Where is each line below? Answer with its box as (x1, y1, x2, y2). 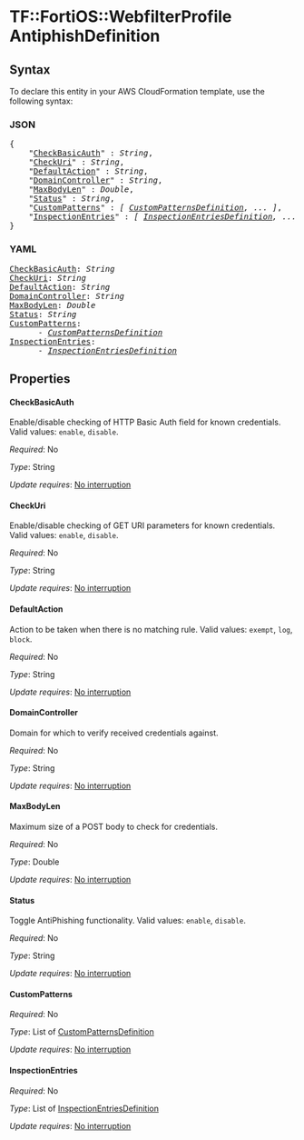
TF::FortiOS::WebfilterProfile (9, 6, 232, 27)
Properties (9, 371, 71, 386)
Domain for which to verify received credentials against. (9, 727, 219, 738)
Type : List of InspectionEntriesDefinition (9, 1103, 159, 1114)
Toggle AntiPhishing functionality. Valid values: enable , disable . (9, 915, 247, 926)
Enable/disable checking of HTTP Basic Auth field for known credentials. (9, 416, 281, 428)
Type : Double (9, 856, 60, 867)
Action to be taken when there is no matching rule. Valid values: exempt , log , (9, 624, 293, 635)
